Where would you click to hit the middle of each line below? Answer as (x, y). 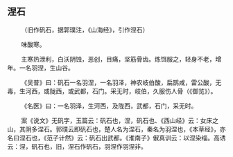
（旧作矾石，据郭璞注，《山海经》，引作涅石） (85, 30)
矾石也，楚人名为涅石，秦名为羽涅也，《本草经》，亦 (153, 129)
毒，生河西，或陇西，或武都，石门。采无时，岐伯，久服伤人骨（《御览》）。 (112, 91)
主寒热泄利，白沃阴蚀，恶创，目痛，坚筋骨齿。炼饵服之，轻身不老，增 (121, 59)
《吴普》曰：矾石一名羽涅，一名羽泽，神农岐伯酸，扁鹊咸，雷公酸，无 (121, 82)
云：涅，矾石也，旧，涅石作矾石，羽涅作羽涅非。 (77, 146)
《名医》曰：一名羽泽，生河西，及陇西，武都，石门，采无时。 (109, 106)
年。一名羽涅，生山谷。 (41, 68)
